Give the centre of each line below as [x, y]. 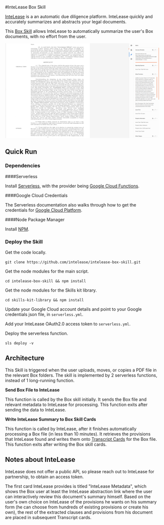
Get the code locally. [26, 252]
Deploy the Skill [24, 242]
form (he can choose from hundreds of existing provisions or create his [77, 507]
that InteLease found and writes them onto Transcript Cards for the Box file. [81, 439]
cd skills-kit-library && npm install [44, 300]
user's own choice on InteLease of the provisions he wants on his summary [81, 502]
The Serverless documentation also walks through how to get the [71, 205]
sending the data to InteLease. [36, 410]
